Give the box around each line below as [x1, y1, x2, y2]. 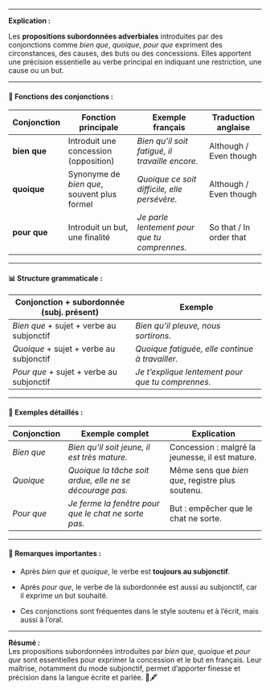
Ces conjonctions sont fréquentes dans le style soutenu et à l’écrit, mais [19, 606, 259, 615]
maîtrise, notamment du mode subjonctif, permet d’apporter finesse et [8, 663, 241, 673]
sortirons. [135, 330, 171, 341]
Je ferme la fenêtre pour [67, 497, 161, 508]
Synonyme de [67, 169, 121, 180]
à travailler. [135, 353, 178, 365]
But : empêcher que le [170, 503, 253, 514]
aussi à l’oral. [19, 614, 63, 624]
